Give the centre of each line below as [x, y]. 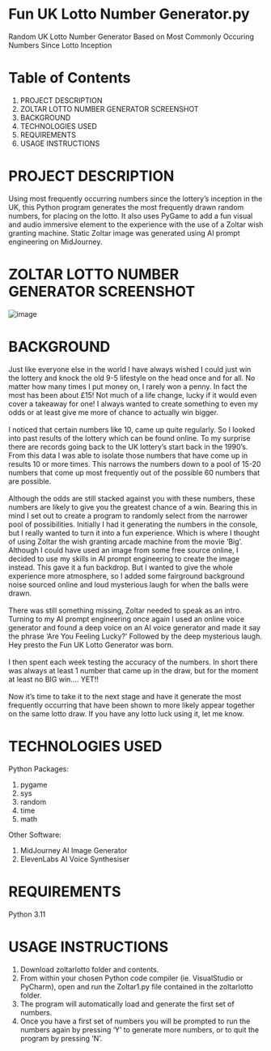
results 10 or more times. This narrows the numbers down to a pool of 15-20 [135, 464]
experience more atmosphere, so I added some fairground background [127, 575]
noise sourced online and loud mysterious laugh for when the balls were [129, 584]
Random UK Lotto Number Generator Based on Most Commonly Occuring [131, 36]
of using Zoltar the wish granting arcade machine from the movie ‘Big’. [125, 541]
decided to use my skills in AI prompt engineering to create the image [124, 558]
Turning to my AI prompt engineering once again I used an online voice [127, 619]
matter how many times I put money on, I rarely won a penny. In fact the [128, 387]
